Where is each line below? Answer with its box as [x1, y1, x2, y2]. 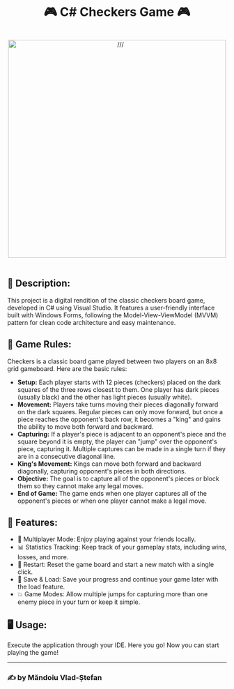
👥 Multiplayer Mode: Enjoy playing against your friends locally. [17, 535, 196, 543]
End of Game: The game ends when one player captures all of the [17, 489, 208, 497]
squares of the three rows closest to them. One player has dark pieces [17, 385, 219, 393]
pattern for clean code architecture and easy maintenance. [7, 318, 176, 326]
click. [17, 568, 33, 576]
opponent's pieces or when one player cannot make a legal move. [17, 497, 207, 505]
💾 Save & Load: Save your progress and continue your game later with [17, 575, 219, 584]
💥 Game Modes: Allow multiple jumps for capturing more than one [17, 590, 208, 598]
